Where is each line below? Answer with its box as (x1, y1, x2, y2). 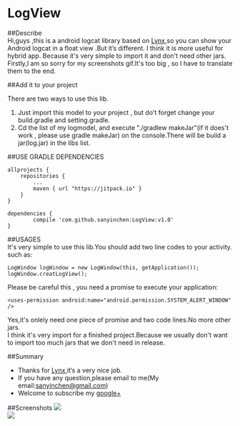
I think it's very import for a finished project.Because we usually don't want (7, 330, 228, 339)
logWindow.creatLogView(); (7, 270, 88, 277)
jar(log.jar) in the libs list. (17, 138, 91, 147)
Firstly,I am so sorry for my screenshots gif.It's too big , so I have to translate (7, 59, 233, 67)
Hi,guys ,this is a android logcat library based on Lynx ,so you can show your (7, 36, 232, 44)
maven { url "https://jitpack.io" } (33, 184, 142, 192)
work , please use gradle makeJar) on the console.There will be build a (17, 131, 226, 139)
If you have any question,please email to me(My (17, 373, 159, 382)
